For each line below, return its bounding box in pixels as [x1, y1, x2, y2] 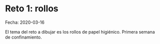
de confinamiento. [5, 34, 42, 40]
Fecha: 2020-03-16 [5, 19, 45, 25]
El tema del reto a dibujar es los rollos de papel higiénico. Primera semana [5, 29, 155, 35]
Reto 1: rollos [5, 3, 59, 14]
